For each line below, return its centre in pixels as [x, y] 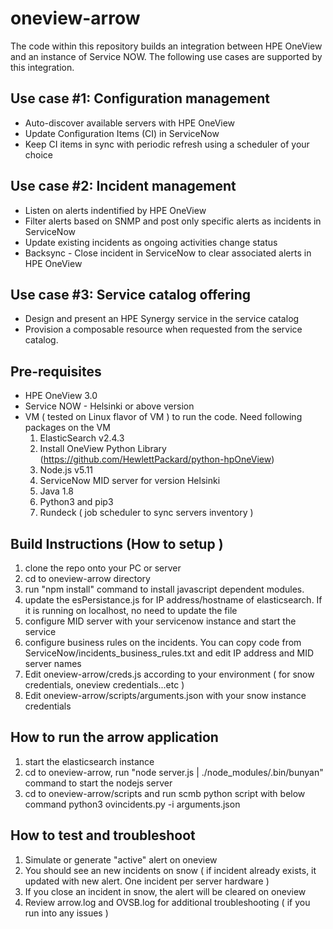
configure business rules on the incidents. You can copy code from [163, 642]
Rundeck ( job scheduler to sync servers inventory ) [146, 513]
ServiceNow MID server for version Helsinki [130, 481]
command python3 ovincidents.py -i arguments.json [132, 804]
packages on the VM [67, 428]
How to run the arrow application [114, 737]
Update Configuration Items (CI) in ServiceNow [122, 133]
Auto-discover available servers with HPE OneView [130, 123]
